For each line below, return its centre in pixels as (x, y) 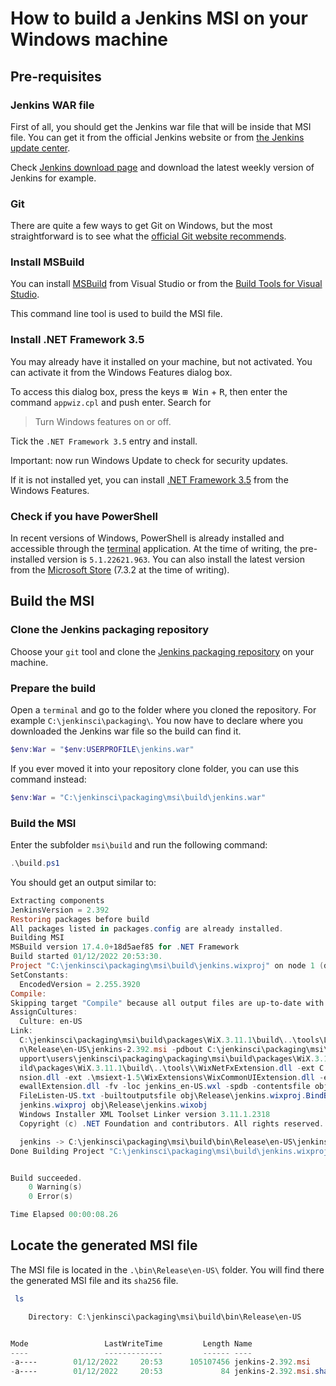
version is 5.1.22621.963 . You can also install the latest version (176, 559)
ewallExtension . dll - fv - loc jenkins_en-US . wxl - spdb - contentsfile (165, 1087)
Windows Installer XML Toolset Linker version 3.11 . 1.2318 (145, 1115)
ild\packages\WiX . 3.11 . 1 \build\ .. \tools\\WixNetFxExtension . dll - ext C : (174, 1068)
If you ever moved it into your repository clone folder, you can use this (155, 768)
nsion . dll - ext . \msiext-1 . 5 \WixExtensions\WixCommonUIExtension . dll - (172, 1077)
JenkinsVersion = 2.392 (60, 910)
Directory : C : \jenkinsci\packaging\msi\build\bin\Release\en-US (165, 1317)
